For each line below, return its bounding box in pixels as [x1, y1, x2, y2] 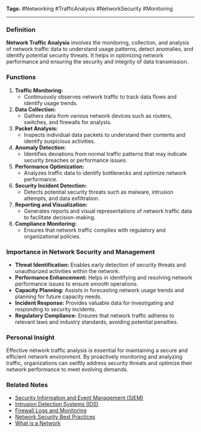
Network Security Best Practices [14, 413, 96, 421]
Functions [6, 73, 36, 81]
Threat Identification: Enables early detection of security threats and [14, 261, 186, 268]
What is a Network [14, 419, 61, 427]
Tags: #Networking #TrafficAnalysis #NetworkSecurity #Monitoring [6, 5, 173, 12]
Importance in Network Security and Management [6, 247, 156, 256]
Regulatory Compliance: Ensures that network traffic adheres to [14, 312, 175, 319]
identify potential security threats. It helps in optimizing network [6, 52, 163, 59]
